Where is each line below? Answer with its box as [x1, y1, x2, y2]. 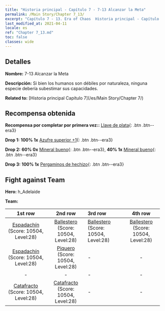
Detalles [5, 58, 31, 66]
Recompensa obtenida [5, 109, 76, 117]
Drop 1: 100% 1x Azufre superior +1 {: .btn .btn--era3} [5, 137, 113, 143]
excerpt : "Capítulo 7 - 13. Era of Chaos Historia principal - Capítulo [5, 16, 160, 21]
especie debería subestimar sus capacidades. [5, 85, 98, 91]
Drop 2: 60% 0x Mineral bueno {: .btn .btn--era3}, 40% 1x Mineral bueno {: [5, 146, 156, 153]
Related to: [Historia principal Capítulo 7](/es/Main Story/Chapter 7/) [5, 95, 144, 101]
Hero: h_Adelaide [5, 189, 40, 195]
